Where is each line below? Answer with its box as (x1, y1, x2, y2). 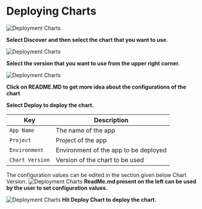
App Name (9, 126, 35, 134)
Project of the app (55, 135, 107, 144)
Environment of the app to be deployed (55, 146, 167, 154)
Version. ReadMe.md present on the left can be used (6, 177, 197, 185)
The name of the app (55, 126, 115, 134)
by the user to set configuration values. (6, 184, 108, 191)
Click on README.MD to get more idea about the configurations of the (6, 83, 187, 91)
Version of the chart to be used (55, 156, 144, 164)
